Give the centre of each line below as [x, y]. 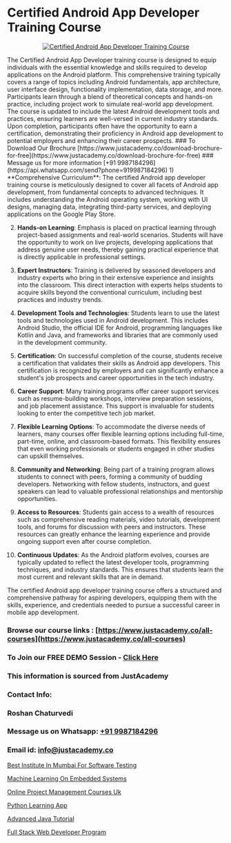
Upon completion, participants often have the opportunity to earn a [102, 126]
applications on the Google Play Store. [61, 214]
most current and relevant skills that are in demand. [90, 577]
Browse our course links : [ [53, 630]
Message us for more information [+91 [61, 162]
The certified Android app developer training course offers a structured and [114, 590]
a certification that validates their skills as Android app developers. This [119, 363]
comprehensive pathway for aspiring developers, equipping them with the [112, 597]
